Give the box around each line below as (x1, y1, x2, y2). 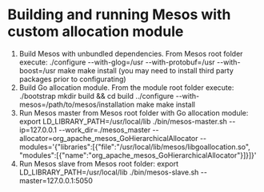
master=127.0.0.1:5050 (18, 175, 93, 185)
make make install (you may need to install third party (58, 65, 234, 75)
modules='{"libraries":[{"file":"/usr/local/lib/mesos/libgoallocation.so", (18, 142, 251, 151)
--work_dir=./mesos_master (58, 125, 151, 135)
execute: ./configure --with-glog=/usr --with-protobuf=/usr (18, 57, 215, 67)
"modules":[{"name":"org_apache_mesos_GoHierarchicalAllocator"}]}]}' (18, 150, 257, 160)
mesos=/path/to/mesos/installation (18, 100, 135, 109)
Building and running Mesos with (7, 6, 231, 24)
